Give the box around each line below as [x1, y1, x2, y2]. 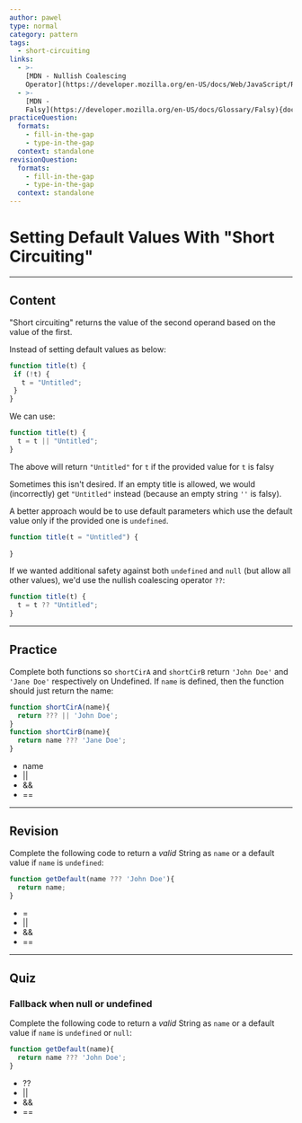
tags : [9, 38, 30, 48]
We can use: [9, 411, 56, 422]
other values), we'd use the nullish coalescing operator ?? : [9, 575, 226, 586]
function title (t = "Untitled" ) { [9, 532, 139, 542]
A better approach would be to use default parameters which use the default [9, 505, 293, 517]
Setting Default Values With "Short [9, 227, 275, 248]
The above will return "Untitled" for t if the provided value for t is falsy [9, 461, 274, 472]
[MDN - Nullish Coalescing [25, 72, 127, 81]
